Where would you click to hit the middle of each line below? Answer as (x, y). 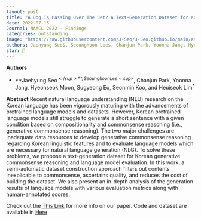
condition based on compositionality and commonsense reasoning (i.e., (94, 125)
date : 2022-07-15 (28, 23)
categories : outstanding (37, 34)
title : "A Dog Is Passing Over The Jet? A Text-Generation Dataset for (97, 17)
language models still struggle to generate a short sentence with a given (95, 118)
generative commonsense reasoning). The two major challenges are (90, 131)
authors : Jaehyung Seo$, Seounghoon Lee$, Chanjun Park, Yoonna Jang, (96, 45)
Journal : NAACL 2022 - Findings (46, 28)
